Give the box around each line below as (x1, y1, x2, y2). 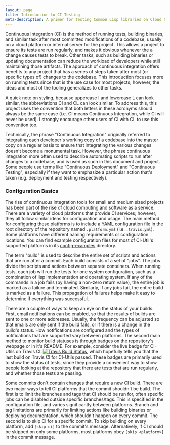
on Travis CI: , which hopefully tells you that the (16, 348, 158, 354)
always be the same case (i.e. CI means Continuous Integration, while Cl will (5, 111, 164, 117)
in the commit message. (5, 434, 56, 440)
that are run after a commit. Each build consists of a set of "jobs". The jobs (5, 257, 160, 263)
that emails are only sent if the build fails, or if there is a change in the (5, 321, 150, 328)
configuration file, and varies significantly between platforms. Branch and (5, 401, 158, 407)
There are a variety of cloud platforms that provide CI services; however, (5, 210, 157, 216)
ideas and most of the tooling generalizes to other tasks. (5, 85, 123, 91)
